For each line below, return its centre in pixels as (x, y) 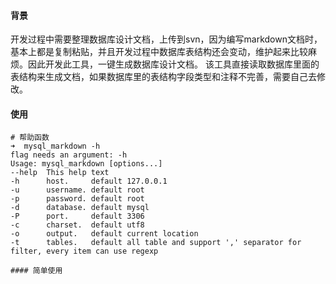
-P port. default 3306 (77, 216)
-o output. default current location (104, 234)
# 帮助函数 (30, 138)
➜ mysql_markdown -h (55, 146)
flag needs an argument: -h (69, 155)
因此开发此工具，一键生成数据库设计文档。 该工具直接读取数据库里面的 (173, 64)
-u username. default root (77, 190)
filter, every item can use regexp (84, 251)
